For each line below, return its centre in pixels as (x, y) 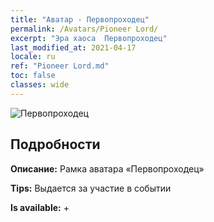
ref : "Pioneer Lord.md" (60, 66)
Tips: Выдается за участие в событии (91, 188)
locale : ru (33, 57)
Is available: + (40, 207)
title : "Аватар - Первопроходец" (80, 19)
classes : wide (40, 85)
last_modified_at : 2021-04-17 (73, 47)
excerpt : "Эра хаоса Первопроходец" (89, 38)
